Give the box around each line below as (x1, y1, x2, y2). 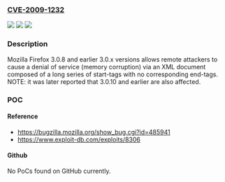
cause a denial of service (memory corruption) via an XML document (7, 62, 206, 71)
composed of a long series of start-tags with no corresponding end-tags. (7, 70, 219, 78)
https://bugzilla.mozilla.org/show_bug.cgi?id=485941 (17, 127, 170, 136)
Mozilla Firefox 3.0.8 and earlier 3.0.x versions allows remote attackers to (7, 55, 218, 64)
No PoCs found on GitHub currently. (7, 167, 111, 175)
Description (7, 39, 48, 49)
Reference (7, 112, 38, 120)
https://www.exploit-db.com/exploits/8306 (17, 135, 141, 143)
